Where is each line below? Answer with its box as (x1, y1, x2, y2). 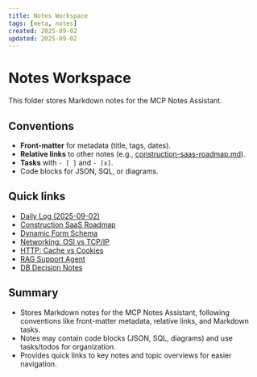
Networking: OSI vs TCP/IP (19, 237, 110, 246)
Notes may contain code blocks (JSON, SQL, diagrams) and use (19, 333, 234, 343)
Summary (8, 286, 59, 300)
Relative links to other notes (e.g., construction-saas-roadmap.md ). (19, 149, 246, 158)
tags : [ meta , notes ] (8, 19, 78, 27)
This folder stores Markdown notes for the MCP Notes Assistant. (8, 96, 223, 106)
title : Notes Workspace (8, 11, 89, 20)
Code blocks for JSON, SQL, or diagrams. (19, 166, 159, 176)
